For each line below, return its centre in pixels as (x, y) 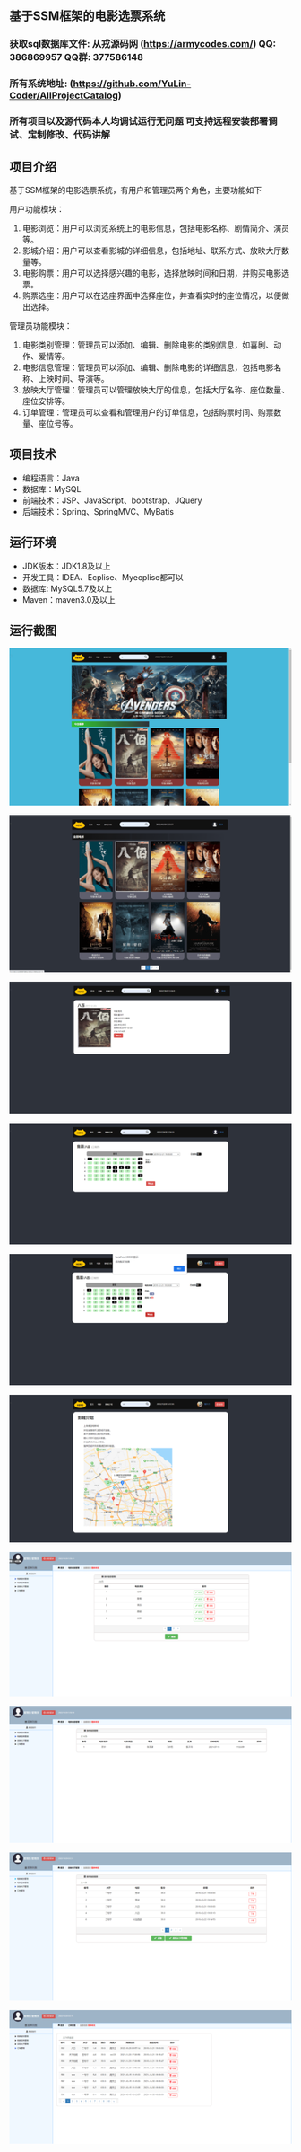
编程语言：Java (51, 478)
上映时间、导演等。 (73, 378)
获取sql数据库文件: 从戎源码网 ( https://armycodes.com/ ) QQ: (142, 44)
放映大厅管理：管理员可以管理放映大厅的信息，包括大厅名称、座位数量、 (155, 390)
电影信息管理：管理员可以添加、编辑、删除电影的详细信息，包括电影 (148, 367)
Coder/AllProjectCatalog (64, 95)
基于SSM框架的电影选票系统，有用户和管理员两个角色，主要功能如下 (136, 190)
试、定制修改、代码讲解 (60, 135)
